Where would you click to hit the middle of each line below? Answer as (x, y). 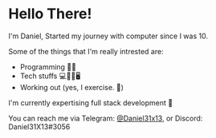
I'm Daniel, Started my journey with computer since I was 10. (108, 36)
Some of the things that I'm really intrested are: (86, 51)
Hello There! (50, 14)
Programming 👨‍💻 (48, 67)
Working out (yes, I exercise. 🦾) (72, 87)
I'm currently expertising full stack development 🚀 (91, 103)
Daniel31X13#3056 (39, 126)
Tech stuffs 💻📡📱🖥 (50, 76)
